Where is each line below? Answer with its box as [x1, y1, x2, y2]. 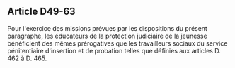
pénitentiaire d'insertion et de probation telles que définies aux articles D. [7, 46, 221, 55]
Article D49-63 [7, 6, 76, 18]
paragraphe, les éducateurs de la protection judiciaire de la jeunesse [7, 32, 207, 40]
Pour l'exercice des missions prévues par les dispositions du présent [7, 24, 207, 32]
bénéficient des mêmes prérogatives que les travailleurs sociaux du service [7, 39, 228, 48]
